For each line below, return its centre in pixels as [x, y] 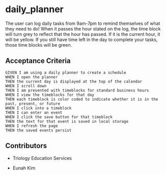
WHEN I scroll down [26, 86]
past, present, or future [33, 103]
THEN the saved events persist [38, 130]
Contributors [26, 146]
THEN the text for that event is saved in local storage [67, 121]
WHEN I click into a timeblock [38, 108]
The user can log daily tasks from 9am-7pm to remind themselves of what [83, 23]
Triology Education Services [42, 158]
